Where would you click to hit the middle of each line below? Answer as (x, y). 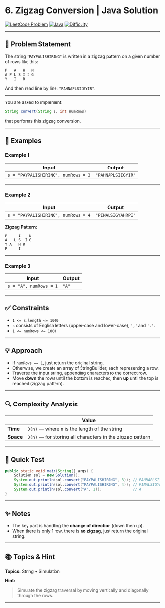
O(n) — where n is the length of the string (75, 429)
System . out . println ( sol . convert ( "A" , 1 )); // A (78, 489)
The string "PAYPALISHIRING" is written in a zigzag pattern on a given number (82, 56)
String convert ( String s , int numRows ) (46, 111)
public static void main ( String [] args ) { (49, 471)
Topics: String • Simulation (32, 571)
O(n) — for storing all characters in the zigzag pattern (89, 437)
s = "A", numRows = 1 (33, 286)
